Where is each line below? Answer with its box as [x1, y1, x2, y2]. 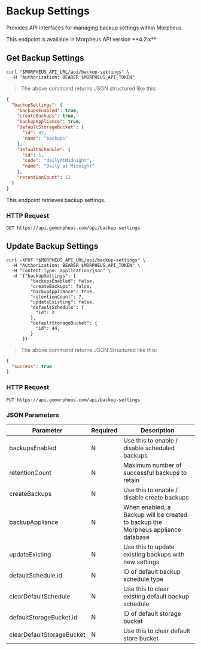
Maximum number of [123, 461, 182, 469]
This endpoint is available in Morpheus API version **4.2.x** [6, 35, 157, 43]
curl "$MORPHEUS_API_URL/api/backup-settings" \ [6, 69, 130, 75]
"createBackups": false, [30, 283, 93, 289]
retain [123, 476, 139, 484]
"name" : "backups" [22, 135, 68, 142]
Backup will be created [123, 510, 188, 519]
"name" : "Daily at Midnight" [22, 163, 95, 169]
